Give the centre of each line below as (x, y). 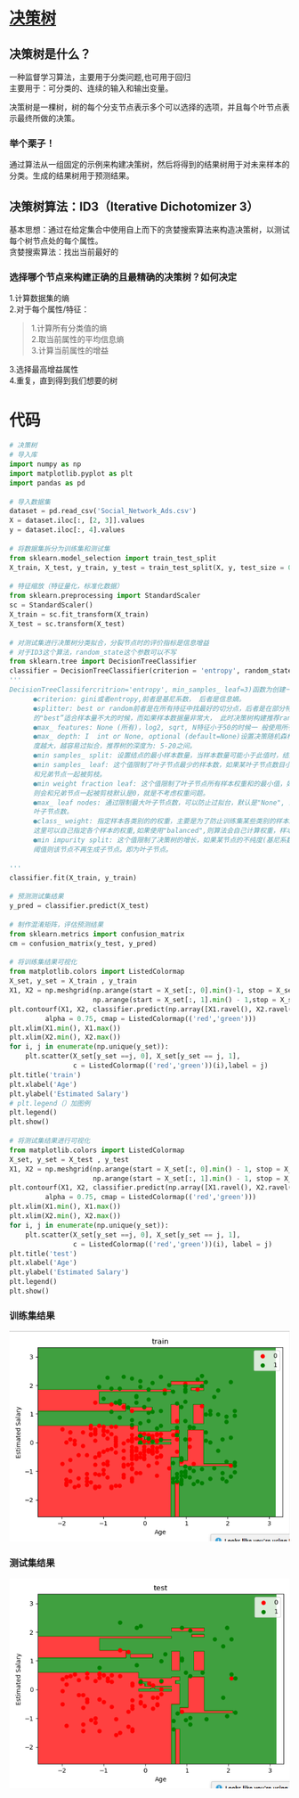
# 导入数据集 (30, 502)
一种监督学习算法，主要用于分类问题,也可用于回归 (100, 77)
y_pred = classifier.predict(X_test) (79, 906)
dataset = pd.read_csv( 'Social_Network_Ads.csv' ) (103, 511)
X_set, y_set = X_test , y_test (69, 1159)
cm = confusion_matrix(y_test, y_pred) (83, 944)
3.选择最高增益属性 (44, 370)
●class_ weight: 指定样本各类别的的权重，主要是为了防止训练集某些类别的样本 (161, 821)
